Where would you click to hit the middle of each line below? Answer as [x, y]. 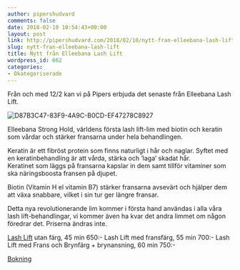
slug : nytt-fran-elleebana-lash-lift [64, 47]
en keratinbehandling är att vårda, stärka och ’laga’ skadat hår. [99, 158]
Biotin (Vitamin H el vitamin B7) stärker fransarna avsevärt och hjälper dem [117, 187]
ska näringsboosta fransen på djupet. [62, 173]
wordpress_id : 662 [35, 61]
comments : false [31, 21]
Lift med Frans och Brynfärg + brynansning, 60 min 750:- [91, 245]
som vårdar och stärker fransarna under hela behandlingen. [95, 137]
